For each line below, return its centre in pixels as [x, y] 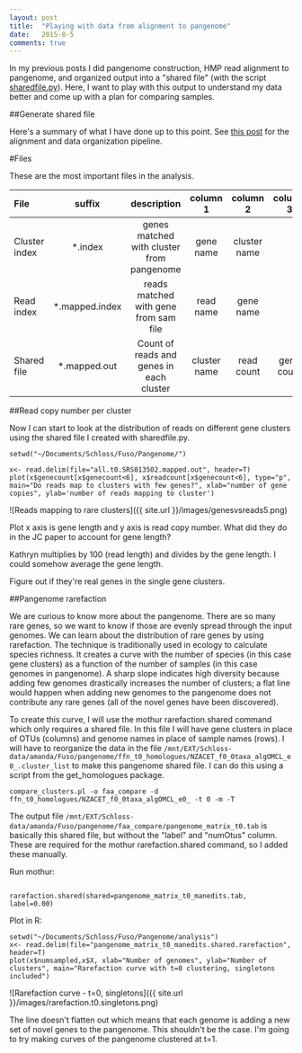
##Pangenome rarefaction [58, 599]
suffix [88, 204]
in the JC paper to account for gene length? [90, 537]
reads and [155, 355]
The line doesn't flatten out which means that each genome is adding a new [150, 1020]
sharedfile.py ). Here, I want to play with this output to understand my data [146, 87]
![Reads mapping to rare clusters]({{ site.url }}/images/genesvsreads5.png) [148, 510]
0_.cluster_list [40, 766]
